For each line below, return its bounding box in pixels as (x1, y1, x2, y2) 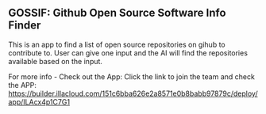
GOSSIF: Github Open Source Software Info (8, 6, 226, 20)
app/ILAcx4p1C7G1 (8, 97, 70, 106)
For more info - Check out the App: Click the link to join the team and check (8, 71, 256, 82)
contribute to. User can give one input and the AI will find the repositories (8, 47, 249, 58)
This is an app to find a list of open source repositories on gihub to (8, 40, 226, 49)
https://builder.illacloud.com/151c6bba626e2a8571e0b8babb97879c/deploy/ (8, 89, 258, 98)
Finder (8, 19, 41, 32)
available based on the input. (8, 56, 103, 66)
